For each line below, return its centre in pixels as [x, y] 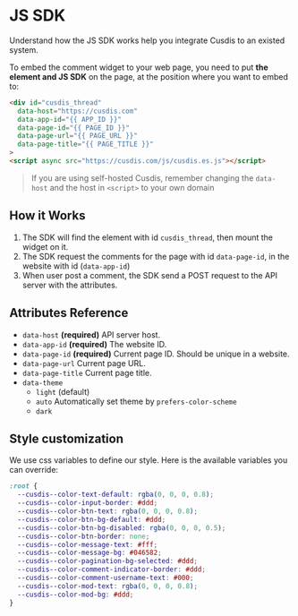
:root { [24, 486]
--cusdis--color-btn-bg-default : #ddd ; [92, 519]
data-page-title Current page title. [87, 372]
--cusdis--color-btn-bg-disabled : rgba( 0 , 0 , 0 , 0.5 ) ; [122, 528]
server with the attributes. [70, 285]
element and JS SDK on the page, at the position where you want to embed [149, 76]
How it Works [47, 216]
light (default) [63, 391]
